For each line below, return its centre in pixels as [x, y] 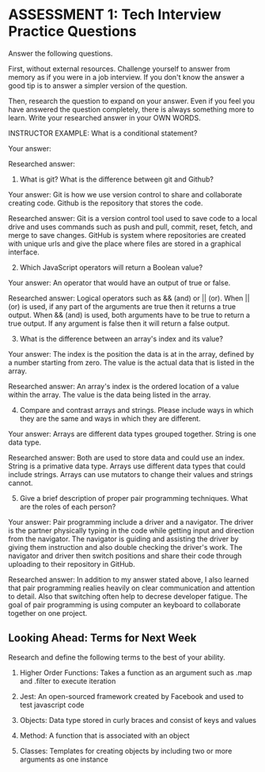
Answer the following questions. [61, 53]
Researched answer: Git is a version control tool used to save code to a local [133, 218]
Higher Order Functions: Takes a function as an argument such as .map [136, 672]
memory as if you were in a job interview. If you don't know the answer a [127, 77]
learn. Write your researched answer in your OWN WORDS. [104, 117]
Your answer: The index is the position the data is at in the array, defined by [131, 354]
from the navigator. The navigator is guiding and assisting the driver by [123, 539]
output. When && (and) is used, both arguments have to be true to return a [129, 315]
